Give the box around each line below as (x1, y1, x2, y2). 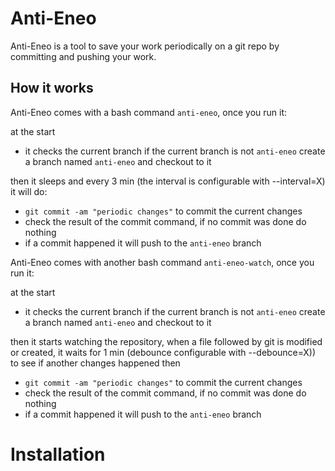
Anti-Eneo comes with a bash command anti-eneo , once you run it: (10, 106, 287, 118)
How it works (10, 80, 94, 97)
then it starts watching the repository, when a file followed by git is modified (10, 335, 323, 347)
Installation (10, 443, 106, 466)
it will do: (10, 185, 48, 197)
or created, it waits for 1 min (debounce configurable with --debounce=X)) (10, 346, 317, 358)
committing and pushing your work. (10, 50, 157, 62)
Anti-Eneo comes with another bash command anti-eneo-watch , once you (10, 256, 315, 268)
